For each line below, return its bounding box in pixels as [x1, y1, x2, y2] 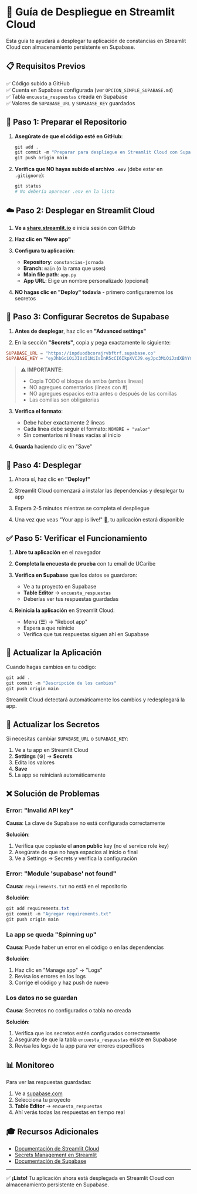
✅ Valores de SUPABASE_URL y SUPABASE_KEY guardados [6, 99, 135, 106]
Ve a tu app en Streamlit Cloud [14, 747, 89, 754]
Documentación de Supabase [14, 1158, 87, 1165]
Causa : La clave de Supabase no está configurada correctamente [6, 820, 165, 827]
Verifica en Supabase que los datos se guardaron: [14, 571, 138, 578]
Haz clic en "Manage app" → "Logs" [14, 966, 103, 974]
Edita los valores [14, 759, 55, 766]
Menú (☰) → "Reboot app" [23, 618, 88, 625]
